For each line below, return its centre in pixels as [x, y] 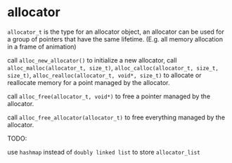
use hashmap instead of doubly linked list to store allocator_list [104, 152]
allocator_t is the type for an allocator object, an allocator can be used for [116, 32]
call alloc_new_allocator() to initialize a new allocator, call [92, 60]
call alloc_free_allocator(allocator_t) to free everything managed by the [116, 117]
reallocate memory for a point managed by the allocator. [89, 82]
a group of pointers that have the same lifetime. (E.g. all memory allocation [115, 39]
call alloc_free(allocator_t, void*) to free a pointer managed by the [109, 96]
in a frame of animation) [42, 46]
